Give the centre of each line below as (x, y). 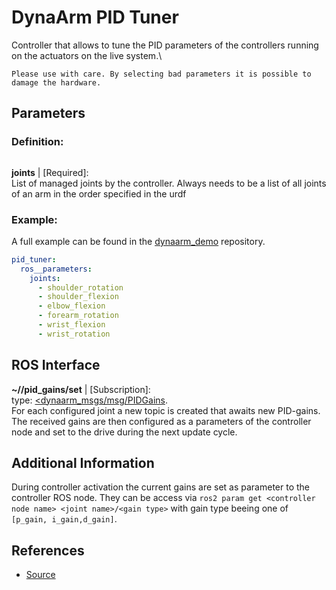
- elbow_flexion (71, 306)
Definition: (37, 142)
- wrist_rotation (74, 334)
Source (40, 575)
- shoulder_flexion (78, 297)
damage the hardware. (56, 82)
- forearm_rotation (78, 316)
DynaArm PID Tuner (95, 17)
